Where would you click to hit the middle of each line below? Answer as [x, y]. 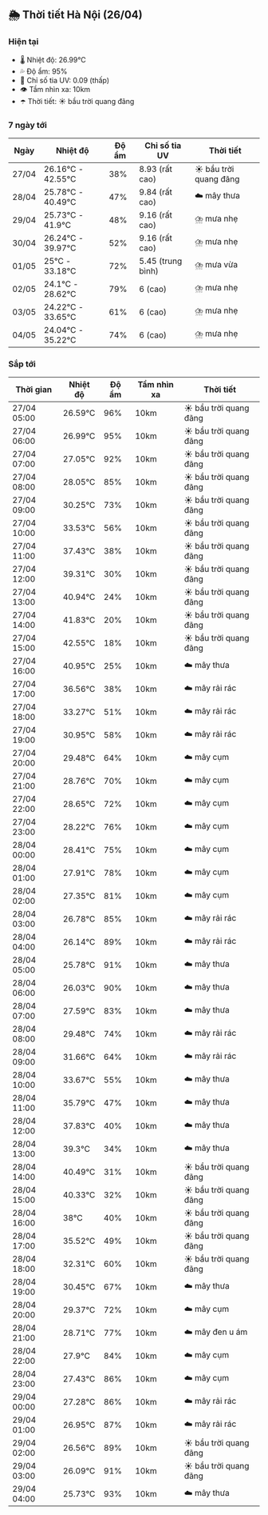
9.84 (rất [156, 192]
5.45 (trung [161, 261]
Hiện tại [24, 42]
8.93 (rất [156, 169]
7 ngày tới [28, 125]
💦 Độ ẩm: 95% [43, 71]
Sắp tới [22, 364]
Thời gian [34, 390]
